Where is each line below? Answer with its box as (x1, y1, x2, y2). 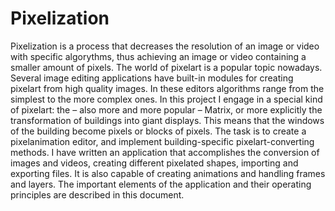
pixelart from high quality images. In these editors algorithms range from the (10, 82, 325, 94)
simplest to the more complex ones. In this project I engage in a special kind (10, 93, 323, 105)
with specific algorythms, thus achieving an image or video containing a (10, 50, 307, 62)
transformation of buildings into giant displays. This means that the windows (10, 114, 325, 126)
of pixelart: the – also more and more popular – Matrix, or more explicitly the (10, 103, 323, 116)
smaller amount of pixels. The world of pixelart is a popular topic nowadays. (10, 61, 323, 73)
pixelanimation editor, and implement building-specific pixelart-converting (10, 135, 315, 147)
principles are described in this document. (10, 188, 185, 201)
